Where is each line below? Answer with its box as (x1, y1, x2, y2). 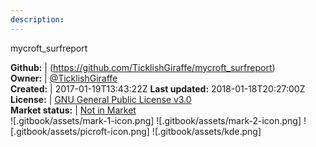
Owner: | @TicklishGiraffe (10, 72, 118, 84)
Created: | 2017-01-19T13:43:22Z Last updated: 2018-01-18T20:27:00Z (10, 82, 306, 95)
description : (10, 14, 65, 25)
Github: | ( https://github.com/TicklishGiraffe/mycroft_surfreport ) (10, 61, 276, 73)
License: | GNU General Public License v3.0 (10, 93, 192, 105)
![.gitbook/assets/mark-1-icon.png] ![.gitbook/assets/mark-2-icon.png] (10, 114, 302, 126)
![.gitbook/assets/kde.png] (151, 125, 262, 137)
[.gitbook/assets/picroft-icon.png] (10, 125, 150, 137)
